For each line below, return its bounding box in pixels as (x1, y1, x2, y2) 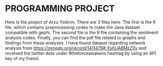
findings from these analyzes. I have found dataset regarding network (5, 40, 146, 45)
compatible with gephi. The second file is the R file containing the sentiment (5, 29, 158, 35)
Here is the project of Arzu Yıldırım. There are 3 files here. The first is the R (5, 19, 156, 25)
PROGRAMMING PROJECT (5, 3, 115, 14)
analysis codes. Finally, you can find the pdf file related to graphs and (5, 35, 145, 41)
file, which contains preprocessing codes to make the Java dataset (5, 24, 140, 30)
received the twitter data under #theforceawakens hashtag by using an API (5, 50, 157, 56)
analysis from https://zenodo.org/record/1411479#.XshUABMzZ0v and (5, 45, 147, 51)
